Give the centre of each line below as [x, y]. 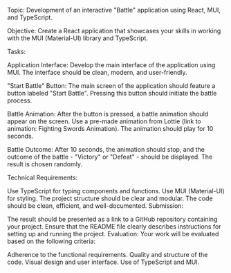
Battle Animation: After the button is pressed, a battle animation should [108, 114]
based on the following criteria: [52, 241]
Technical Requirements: [43, 177]
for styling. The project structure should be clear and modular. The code [110, 198]
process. [20, 100]
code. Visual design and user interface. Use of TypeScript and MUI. [103, 262]
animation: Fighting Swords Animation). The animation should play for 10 [110, 129]
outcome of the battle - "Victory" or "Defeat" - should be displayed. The [110, 157]
